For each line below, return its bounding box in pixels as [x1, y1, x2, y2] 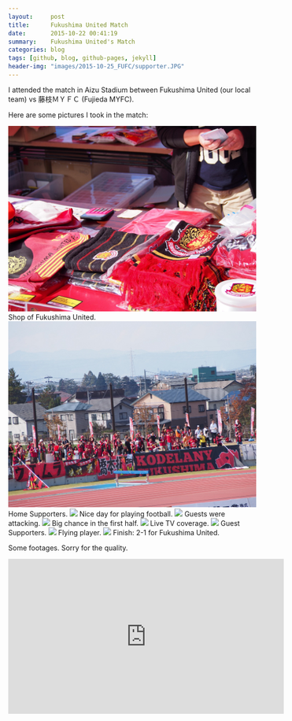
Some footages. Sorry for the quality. [8, 543, 128, 553]
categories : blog [8, 46, 65, 54]
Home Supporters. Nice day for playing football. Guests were [8, 508, 226, 519]
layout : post [8, 13, 65, 20]
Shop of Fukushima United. [8, 312, 97, 322]
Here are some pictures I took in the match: [8, 110, 149, 120]
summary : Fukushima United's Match [8, 38, 135, 46]
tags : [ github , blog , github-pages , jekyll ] [8, 54, 157, 62]
